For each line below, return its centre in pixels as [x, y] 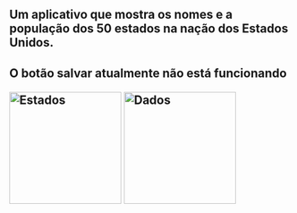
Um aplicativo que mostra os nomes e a [121, 15]
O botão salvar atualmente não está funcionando [148, 73]
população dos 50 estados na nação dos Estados [149, 29]
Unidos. [32, 43]
